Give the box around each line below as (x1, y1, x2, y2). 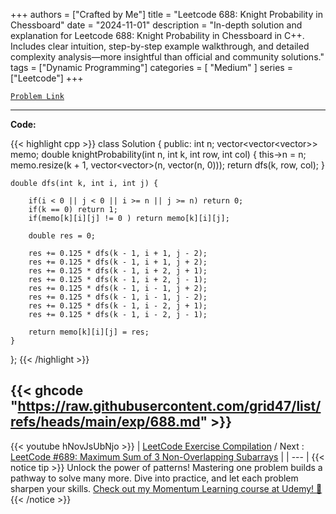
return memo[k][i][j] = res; (28, 327, 150, 337)
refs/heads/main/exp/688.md (10, 414, 201, 431)
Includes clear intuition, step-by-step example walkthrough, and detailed (10, 40, 310, 52)
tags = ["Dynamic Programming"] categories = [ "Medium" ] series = (10, 62, 293, 73)
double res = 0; (28, 231, 97, 241)
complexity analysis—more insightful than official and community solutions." (10, 51, 325, 63)
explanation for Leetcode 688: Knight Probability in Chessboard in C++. (10, 30, 305, 41)
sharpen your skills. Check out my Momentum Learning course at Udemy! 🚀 (10, 482, 323, 494)
